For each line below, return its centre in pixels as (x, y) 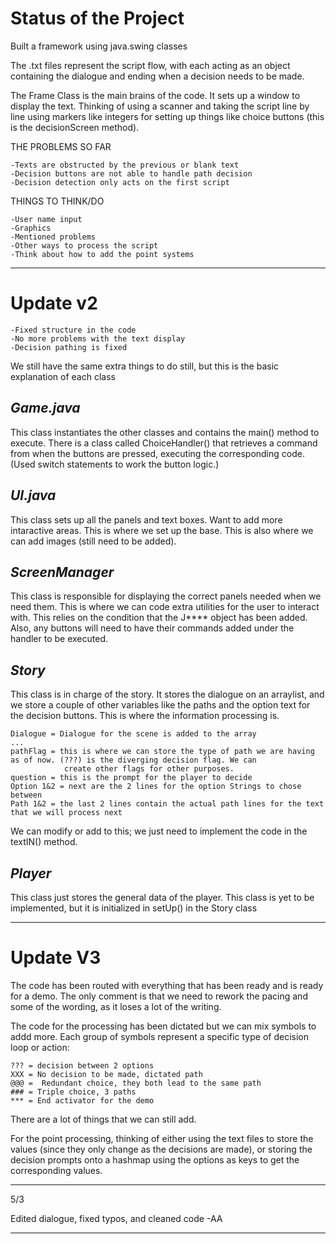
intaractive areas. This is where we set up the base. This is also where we (162, 530)
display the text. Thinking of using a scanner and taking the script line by (160, 106)
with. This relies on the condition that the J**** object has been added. (159, 618)
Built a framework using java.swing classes (99, 46)
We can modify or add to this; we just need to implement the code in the (159, 831)
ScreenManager (62, 572)
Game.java (45, 408)
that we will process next (66, 813)
